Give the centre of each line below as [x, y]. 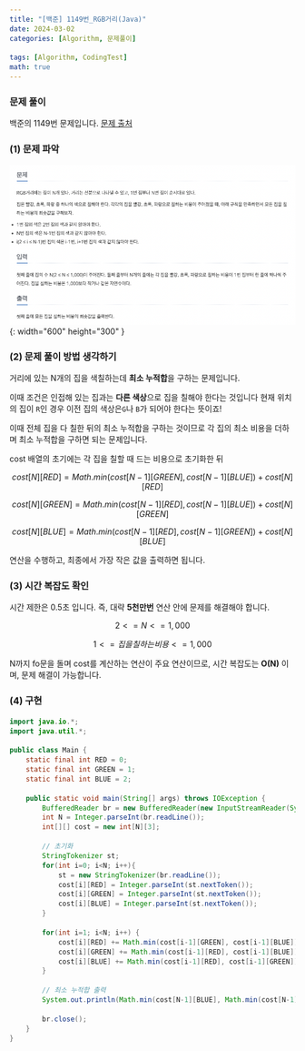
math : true [30, 67]
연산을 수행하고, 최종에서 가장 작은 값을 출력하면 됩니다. [108, 561]
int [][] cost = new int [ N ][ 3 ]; [101, 827]
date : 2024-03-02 [42, 29]
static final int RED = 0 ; [77, 760]
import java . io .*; [44, 722]
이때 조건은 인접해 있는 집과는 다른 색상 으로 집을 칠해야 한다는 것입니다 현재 [142, 398]
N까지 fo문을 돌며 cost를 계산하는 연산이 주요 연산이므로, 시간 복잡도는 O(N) [144, 663]
